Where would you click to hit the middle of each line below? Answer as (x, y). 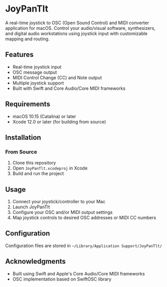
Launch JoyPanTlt (31, 207)
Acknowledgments (36, 262)
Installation (23, 137)
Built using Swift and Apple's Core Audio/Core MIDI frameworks (78, 273)
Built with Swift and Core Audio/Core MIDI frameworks (69, 88)
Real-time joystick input (37, 67)
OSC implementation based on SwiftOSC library (62, 279)
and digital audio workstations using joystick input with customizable (76, 33)
